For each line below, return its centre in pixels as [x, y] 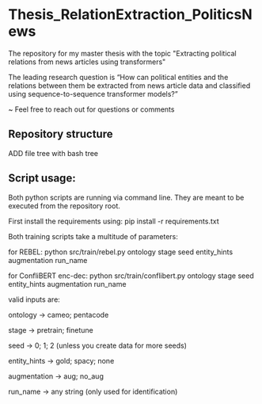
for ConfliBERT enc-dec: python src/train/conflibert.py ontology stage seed [131, 276]
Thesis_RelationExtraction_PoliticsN [131, 15]
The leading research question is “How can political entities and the [118, 77]
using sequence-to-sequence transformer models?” [93, 93]
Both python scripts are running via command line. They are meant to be [126, 197]
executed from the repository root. [65, 206]
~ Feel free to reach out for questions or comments [91, 109]
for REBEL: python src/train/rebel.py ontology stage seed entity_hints [121, 252]
